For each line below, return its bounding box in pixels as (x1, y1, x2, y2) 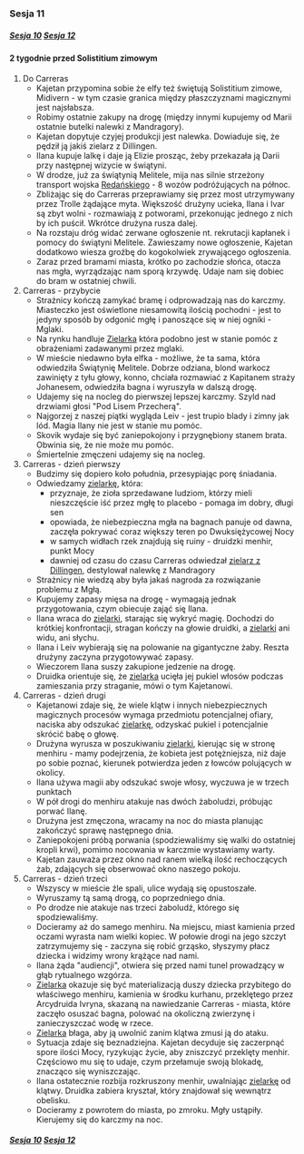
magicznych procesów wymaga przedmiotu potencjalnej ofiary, (35, 709, 274, 719)
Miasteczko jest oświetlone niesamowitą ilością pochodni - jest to (35, 304, 281, 315)
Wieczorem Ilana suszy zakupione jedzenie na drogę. (35, 660, 236, 671)
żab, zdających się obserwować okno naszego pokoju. (35, 863, 241, 874)
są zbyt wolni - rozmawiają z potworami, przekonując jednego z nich (35, 208, 293, 219)
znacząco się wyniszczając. (35, 1065, 141, 1077)
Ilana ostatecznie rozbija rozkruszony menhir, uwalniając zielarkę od (35, 1075, 291, 1086)
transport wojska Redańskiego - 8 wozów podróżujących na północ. (35, 179, 291, 190)
